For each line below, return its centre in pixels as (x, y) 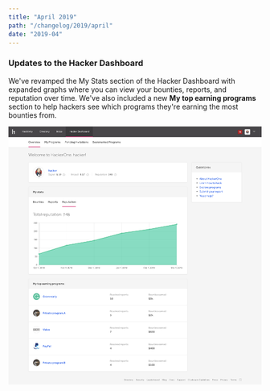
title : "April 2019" (43, 17)
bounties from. (33, 115)
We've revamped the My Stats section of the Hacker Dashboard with (122, 81)
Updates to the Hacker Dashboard (76, 63)
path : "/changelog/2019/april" (61, 25)
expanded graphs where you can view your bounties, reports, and (118, 89)
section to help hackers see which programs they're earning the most (123, 106)
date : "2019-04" (35, 34)
